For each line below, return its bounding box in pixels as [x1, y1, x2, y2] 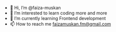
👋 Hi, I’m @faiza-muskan [9, 5, 61, 10]
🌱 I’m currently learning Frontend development [9, 15, 106, 21]
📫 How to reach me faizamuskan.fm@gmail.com [9, 21, 111, 27]
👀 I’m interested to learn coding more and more [9, 10, 107, 16]
